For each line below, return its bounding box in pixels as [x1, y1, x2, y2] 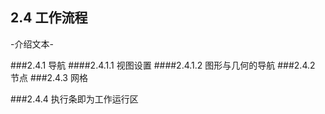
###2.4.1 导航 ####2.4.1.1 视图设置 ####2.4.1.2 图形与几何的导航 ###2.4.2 [10, 59, 316, 71]
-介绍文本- [10, 38, 54, 50]
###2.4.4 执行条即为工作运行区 [10, 93, 139, 105]
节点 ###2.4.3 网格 [10, 71, 88, 83]
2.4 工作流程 [10, 9, 88, 27]
